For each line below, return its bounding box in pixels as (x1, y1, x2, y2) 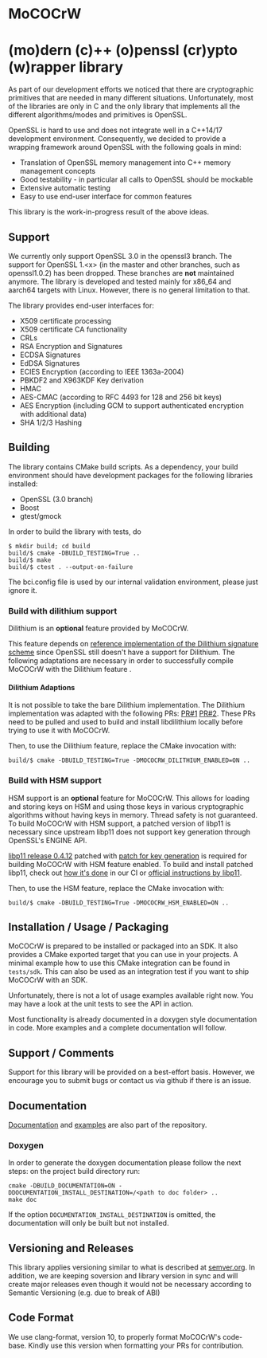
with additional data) (19, 409, 87, 418)
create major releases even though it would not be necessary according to (8, 1280, 252, 1289)
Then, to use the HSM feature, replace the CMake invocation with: (8, 883, 225, 893)
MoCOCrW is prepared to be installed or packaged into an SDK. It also (8, 941, 238, 951)
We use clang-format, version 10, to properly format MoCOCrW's (8, 1332, 221, 1341)
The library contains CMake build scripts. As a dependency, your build (8, 461, 238, 471)
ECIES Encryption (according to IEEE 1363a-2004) (19, 367, 184, 376)
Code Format (8, 1311, 74, 1325)
